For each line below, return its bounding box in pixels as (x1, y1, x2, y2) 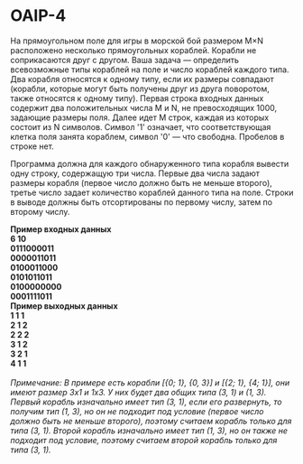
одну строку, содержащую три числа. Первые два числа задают (10, 168, 261, 179)
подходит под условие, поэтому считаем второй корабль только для (10, 434, 278, 445)
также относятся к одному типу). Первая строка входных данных (10, 92, 264, 104)
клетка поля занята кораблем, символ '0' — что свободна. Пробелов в (10, 131, 285, 142)
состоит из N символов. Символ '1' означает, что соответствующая (10, 121, 271, 132)
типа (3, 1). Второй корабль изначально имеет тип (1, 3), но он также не (10, 425, 288, 436)
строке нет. (10, 141, 55, 152)
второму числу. (10, 206, 70, 217)
